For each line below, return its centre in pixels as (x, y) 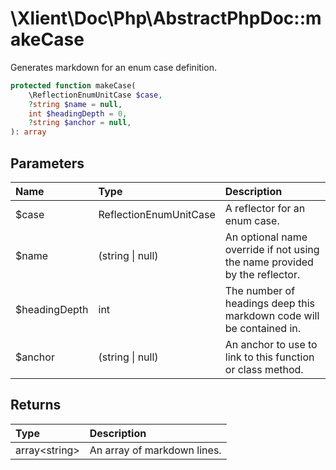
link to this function (269, 357)
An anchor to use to (271, 344)
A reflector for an (265, 208)
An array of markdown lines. (155, 450)
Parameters (47, 163)
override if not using (272, 249)
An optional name (266, 237)
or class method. (264, 369)
